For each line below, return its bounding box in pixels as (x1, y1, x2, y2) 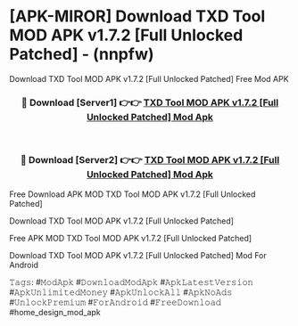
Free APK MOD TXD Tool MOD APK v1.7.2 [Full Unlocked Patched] (9, 232, 252, 243)
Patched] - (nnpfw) (9, 45, 154, 64)
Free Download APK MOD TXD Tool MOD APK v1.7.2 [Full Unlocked (9, 189, 256, 200)
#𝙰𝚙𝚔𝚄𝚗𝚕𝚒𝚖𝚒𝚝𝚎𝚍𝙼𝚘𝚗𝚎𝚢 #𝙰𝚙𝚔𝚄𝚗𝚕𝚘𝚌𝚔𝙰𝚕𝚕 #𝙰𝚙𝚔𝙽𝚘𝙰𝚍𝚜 (9, 287, 233, 297)
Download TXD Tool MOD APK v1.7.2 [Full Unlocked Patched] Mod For (9, 249, 268, 260)
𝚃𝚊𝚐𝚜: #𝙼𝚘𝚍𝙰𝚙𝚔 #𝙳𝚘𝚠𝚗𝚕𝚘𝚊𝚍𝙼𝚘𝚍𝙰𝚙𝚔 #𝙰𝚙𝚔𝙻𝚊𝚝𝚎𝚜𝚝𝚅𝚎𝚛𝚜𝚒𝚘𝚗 (9, 276, 254, 287)
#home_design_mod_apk (9, 306, 101, 317)
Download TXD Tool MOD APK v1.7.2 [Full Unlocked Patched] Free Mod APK (9, 73, 289, 84)
